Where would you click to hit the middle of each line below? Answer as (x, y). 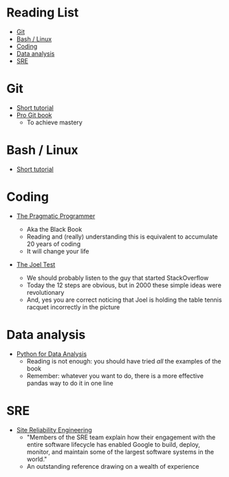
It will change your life (58, 251)
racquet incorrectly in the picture (73, 307)
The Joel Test (36, 264)
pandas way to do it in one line (70, 383)
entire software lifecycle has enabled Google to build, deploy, (113, 444)
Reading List (43, 13)
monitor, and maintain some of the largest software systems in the (120, 452)
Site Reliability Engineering (54, 430)
